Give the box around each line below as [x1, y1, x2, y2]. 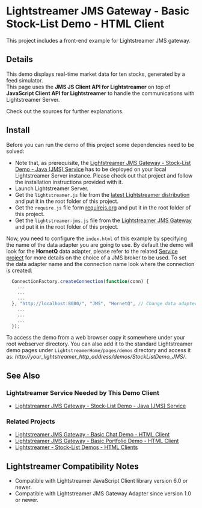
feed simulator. [6, 76, 43, 84]
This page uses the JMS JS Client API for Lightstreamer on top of [6, 83, 171, 90]
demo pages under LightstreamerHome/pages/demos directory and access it [6, 347, 191, 354]
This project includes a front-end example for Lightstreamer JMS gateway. [6, 37, 191, 44]
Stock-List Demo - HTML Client [6, 17, 165, 31]
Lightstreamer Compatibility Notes [6, 461, 139, 471]
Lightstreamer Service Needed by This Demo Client [6, 388, 159, 397]
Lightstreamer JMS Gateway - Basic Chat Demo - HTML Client [14, 431, 170, 438]
